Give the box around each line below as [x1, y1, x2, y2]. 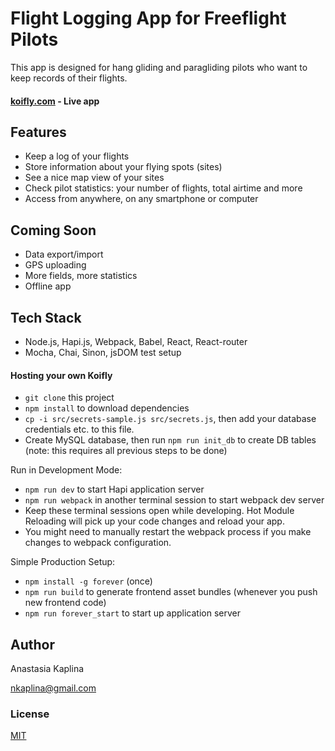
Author [10, 636, 55, 653]
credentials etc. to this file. [24, 423, 135, 436]
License [10, 707, 50, 721]
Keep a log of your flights [24, 150, 130, 162]
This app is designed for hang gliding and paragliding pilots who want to [10, 61, 308, 73]
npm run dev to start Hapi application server [24, 483, 205, 496]
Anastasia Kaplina [10, 662, 85, 674]
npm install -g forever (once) [24, 575, 153, 587]
